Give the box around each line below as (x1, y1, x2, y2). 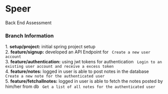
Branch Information (5, 32, 54, 39)
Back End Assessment (5, 20, 52, 26)
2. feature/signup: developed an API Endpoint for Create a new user (5, 49, 150, 55)
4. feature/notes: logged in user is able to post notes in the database (5, 68, 149, 74)
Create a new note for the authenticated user (5, 74, 105, 79)
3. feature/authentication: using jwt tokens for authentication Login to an (5, 59, 162, 65)
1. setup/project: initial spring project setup (5, 44, 96, 50)
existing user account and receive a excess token (5, 64, 114, 69)
